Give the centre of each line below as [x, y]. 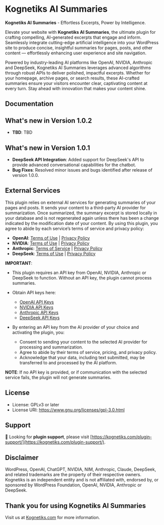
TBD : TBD [22, 132]
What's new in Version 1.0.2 [48, 120]
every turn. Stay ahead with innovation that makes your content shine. [76, 88]
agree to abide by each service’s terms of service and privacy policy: [75, 228]
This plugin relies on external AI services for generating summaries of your [80, 202]
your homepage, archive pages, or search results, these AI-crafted [72, 78]
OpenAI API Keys [36, 302]
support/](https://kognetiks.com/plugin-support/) [55, 442]
